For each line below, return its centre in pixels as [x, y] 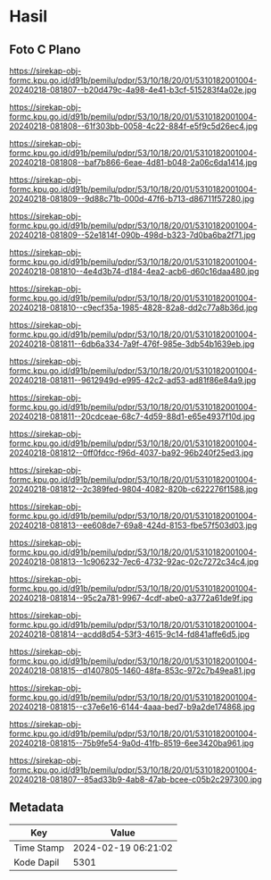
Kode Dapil [37, 862]
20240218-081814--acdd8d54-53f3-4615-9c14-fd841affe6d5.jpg [129, 634]
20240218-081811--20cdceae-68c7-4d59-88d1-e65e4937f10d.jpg [132, 416]
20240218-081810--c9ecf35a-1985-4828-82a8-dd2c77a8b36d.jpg [134, 307]
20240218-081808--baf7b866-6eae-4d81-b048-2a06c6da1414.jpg [133, 162]
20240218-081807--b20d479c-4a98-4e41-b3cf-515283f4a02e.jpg [133, 90]
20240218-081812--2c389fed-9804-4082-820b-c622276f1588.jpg [134, 489]
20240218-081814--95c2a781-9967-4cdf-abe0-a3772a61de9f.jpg [131, 598]
